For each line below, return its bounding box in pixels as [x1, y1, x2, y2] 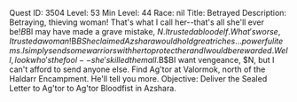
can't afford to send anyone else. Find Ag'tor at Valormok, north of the [9, 64, 266, 75]
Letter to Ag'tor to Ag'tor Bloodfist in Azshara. [9, 83, 177, 93]
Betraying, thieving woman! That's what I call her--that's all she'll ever [9, 17, 264, 27]
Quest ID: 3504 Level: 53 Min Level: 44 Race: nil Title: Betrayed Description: [9, 8, 286, 18]
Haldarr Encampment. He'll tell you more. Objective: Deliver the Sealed [9, 74, 268, 83]
